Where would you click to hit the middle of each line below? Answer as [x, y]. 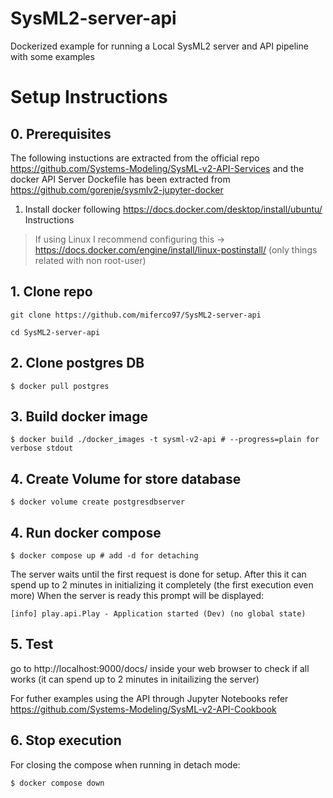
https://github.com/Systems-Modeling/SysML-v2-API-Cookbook [143, 709]
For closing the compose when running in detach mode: [125, 764]
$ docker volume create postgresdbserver [98, 502]
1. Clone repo [51, 292]
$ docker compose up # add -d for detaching [104, 556]
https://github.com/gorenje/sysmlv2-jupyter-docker [117, 189]
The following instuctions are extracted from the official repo [135, 158]
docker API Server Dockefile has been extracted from [120, 179]
